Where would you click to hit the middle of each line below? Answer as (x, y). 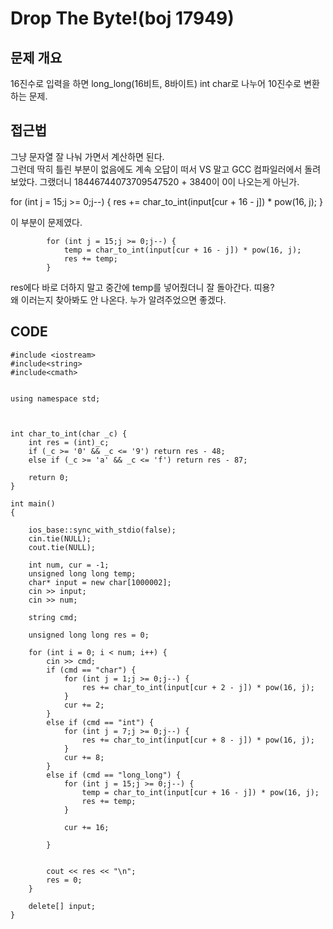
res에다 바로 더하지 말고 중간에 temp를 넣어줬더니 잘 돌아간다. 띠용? (142, 287)
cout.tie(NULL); (62, 547)
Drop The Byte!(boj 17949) (122, 18)
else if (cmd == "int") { (100, 722)
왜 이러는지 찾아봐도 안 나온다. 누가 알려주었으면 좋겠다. (118, 299)
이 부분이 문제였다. (46, 222)
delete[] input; (62, 906)
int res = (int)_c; (69, 442)
